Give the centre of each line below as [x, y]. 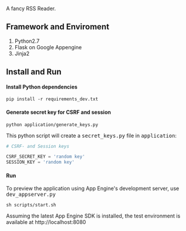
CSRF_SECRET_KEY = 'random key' [45, 157]
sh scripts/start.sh [31, 205]
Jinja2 [22, 53]
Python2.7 [27, 41]
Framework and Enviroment [58, 27]
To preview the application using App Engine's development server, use [93, 188]
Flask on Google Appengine [48, 47]
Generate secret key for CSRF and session [59, 112]
